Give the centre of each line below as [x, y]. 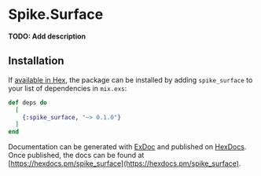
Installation [36, 61]
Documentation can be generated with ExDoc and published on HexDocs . [127, 147]
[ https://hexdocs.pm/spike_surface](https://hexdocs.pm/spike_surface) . [125, 163]
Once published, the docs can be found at [76, 156]
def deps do [28, 103]
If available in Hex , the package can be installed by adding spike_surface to [130, 79]
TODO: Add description [47, 36]
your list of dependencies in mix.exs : [68, 88]
